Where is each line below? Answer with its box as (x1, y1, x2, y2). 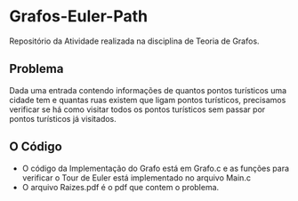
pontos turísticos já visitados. (9, 113, 117, 124)
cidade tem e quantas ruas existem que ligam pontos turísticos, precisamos (9, 94, 286, 105)
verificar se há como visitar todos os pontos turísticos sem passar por (9, 104, 266, 115)
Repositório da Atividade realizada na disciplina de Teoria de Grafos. (9, 36, 260, 46)
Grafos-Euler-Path (9, 6, 149, 27)
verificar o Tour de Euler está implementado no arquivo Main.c (21, 172, 252, 183)
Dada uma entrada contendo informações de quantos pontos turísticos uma (9, 84, 287, 95)
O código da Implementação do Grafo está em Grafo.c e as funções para (21, 163, 290, 173)
